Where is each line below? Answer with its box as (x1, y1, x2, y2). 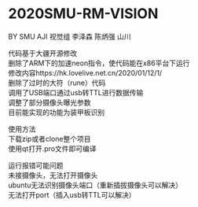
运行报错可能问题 (8, 161, 64, 170)
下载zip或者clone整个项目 (8, 134, 91, 143)
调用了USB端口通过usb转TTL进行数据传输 (8, 87, 144, 97)
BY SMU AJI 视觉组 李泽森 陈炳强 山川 (8, 31, 131, 41)
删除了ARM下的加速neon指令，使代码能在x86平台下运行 (8, 58, 190, 68)
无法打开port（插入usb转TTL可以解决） (8, 190, 136, 199)
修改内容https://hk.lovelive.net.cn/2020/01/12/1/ (8, 68, 163, 77)
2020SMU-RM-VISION (8, 5, 159, 23)
